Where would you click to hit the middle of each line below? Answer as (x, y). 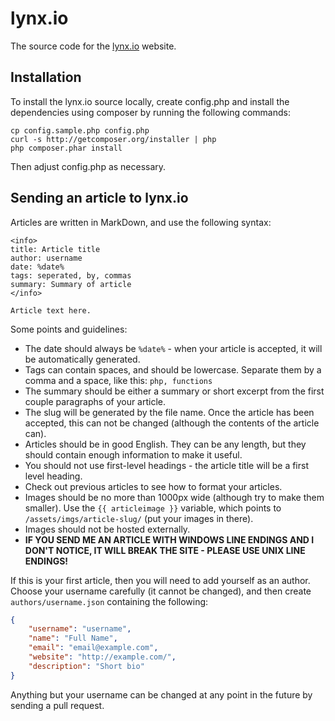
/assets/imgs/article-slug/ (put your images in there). (139, 518)
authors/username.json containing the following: (109, 601)
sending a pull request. (57, 705)
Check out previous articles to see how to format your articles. (153, 486)
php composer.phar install (66, 148)
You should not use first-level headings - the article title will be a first (166, 465)
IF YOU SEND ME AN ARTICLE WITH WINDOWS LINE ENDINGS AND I (169, 539)
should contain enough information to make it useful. (133, 454)
